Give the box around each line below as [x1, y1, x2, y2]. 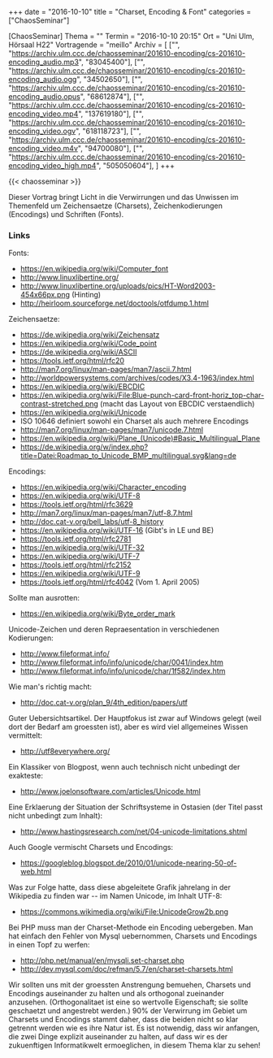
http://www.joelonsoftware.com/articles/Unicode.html [19, 787, 201, 796]
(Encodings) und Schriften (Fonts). [8, 210, 124, 219]
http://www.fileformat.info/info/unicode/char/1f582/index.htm [19, 666, 226, 676]
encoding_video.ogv [8, 126, 76, 136]
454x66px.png [19, 290, 71, 300]
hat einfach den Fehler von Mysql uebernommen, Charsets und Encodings [8, 931, 258, 941]
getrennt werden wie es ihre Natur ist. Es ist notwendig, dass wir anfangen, [8, 1023, 260, 1033]
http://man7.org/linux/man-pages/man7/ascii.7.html [19, 365, 193, 375]
